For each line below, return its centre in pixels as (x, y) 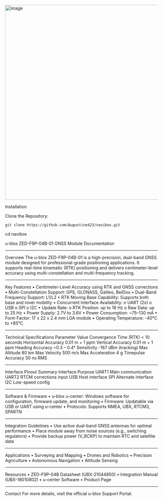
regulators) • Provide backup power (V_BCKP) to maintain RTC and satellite (80, 436)
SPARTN (14, 412)
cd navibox (16, 234)
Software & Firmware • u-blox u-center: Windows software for (67, 396)
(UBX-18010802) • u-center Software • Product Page (58, 480)
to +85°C (14, 323)
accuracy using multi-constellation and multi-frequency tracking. (70, 273)
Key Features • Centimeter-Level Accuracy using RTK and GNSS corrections (81, 287)
